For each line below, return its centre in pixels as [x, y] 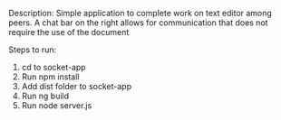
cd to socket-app [54, 67]
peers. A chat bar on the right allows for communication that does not [138, 23]
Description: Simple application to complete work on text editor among [140, 13]
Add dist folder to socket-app [77, 86]
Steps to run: [33, 50]
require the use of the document [69, 32]
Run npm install [50, 77]
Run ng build [45, 96]
